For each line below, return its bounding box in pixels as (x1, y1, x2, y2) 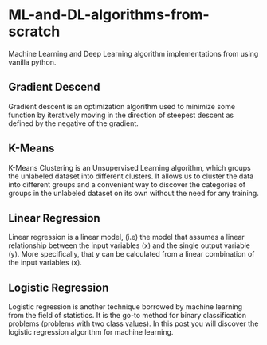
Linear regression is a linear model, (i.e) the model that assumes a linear (8, 233, 245, 242)
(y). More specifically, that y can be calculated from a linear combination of (8, 249, 255, 259)
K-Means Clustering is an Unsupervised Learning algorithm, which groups (8, 163, 251, 172)
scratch (8, 22, 61, 41)
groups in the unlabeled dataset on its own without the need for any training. (8, 188, 259, 198)
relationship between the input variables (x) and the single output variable (8, 241, 251, 250)
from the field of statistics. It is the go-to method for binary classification (8, 311, 247, 320)
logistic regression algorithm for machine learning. (8, 327, 174, 337)
